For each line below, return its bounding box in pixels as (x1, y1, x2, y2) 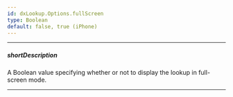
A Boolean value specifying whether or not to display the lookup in (7, 69, 198, 77)
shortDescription (7, 51, 58, 59)
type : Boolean (7, 17, 49, 24)
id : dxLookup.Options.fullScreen (7, 10, 104, 17)
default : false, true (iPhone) (7, 23, 98, 30)
